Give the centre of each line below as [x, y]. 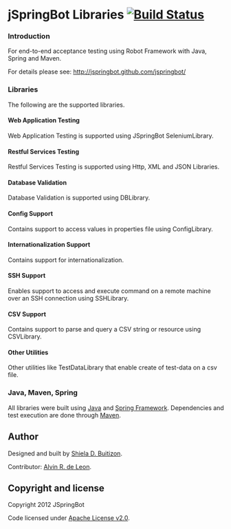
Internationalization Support [49, 245]
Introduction [29, 36]
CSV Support [27, 314]
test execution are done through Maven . [64, 415]
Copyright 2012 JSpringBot [46, 505]
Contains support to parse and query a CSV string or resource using [104, 330]
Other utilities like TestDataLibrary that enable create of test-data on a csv [112, 367]
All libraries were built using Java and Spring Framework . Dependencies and [116, 408]
